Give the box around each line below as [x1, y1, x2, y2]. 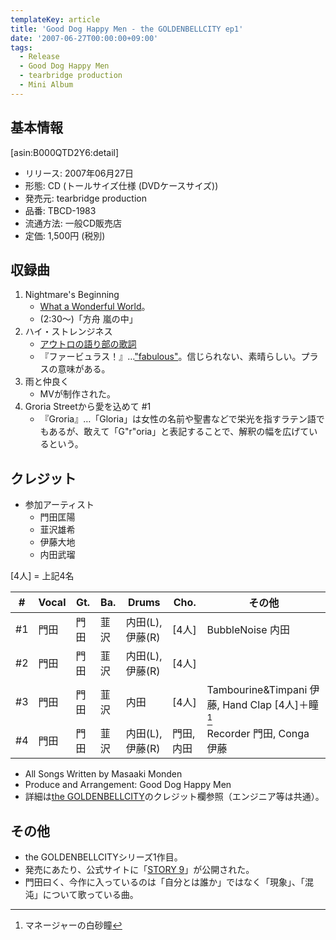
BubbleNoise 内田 [206, 623, 290, 637]
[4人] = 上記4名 [10, 570, 75, 582]
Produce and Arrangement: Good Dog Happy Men [24, 779, 232, 791]
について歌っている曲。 [42, 889, 139, 900]
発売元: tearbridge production [24, 192, 147, 204]
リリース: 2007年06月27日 [24, 167, 134, 179]
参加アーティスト [24, 499, 95, 511]
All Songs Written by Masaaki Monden [24, 768, 183, 780]
